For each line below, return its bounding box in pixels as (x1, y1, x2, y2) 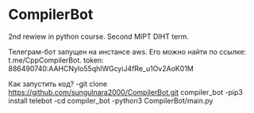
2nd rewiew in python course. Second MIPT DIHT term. (8, 32, 189, 41)
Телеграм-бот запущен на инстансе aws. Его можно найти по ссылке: (8, 47, 247, 56)
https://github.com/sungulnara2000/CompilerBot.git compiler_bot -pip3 (8, 87, 244, 96)
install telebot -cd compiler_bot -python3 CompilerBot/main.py (8, 96, 214, 105)
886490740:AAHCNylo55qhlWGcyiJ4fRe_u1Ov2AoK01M (8, 63, 194, 73)
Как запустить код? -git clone (8, 79, 108, 89)
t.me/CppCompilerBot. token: (8, 55, 105, 65)
